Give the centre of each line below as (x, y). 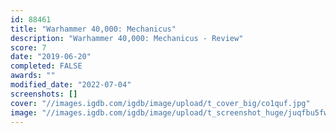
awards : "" (33, 76)
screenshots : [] (44, 94)
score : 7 (28, 47)
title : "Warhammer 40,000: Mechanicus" (93, 29)
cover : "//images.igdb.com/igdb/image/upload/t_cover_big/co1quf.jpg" (160, 103)
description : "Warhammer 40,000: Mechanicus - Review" (127, 38)
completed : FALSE (46, 66)
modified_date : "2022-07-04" (71, 85)
